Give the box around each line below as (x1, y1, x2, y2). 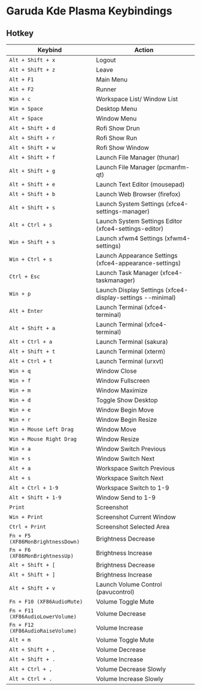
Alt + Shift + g (9, 168, 56, 174)
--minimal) (144, 294, 176, 301)
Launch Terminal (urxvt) (96, 357, 164, 365)
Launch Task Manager (96, 268, 159, 277)
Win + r (9, 417, 31, 423)
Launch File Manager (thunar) (96, 153, 180, 161)
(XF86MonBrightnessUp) (9, 553, 74, 559)
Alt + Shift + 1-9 (9, 494, 62, 501)
